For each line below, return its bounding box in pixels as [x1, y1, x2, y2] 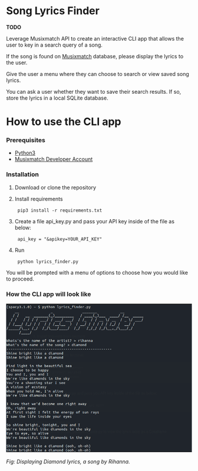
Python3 [14, 149, 35, 157]
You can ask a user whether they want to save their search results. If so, [6, 88, 181, 95]
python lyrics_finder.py [17, 258, 78, 265]
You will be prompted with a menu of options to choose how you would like [6, 269, 189, 276]
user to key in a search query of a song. [6, 41, 103, 48]
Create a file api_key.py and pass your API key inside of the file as [14, 218, 175, 225]
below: [14, 224, 31, 231]
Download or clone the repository [14, 184, 96, 191]
